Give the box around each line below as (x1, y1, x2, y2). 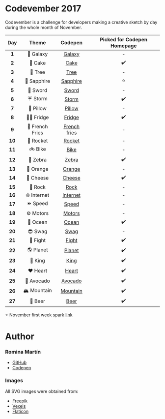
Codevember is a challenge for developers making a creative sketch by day (5, 19, 158, 25)
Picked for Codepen (100, 36, 148, 43)
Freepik (12, 398, 28, 404)
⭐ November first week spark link (5, 312, 73, 318)
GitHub (12, 359, 27, 365)
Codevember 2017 (5, 3, 82, 14)
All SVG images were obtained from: (5, 388, 79, 394)
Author (5, 331, 34, 342)
